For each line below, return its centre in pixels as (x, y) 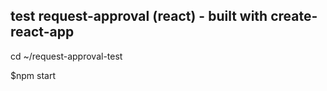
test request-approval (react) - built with (139, 16)
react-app (42, 32)
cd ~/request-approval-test (66, 56)
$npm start (33, 75)
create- (294, 16)
